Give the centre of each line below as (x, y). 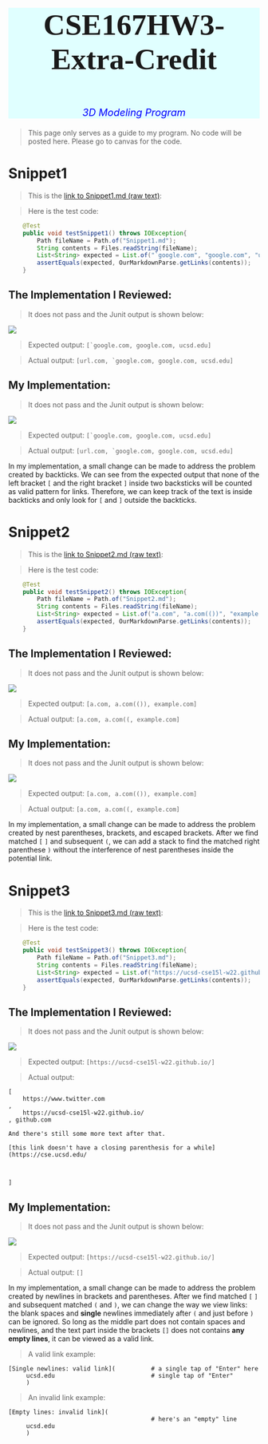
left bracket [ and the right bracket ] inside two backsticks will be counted (130, 483)
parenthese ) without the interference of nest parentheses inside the (121, 850)
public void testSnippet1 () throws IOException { (105, 233)
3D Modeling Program (134, 113)
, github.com (30, 1120)
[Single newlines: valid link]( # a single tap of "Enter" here (134, 1369)
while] (205, 1148)
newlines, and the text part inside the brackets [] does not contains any (126, 1331)
